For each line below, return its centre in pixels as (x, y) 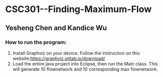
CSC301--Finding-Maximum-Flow (78, 9)
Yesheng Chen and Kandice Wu (56, 28)
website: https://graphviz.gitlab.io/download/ (59, 58)
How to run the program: (36, 42)
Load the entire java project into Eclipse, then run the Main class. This (85, 63)
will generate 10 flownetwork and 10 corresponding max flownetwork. (85, 69)
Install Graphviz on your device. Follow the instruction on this (76, 53)
